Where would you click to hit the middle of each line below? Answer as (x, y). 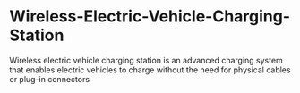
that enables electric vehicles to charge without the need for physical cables (150, 70)
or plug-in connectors (50, 79)
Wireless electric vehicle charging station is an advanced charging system (146, 60)
